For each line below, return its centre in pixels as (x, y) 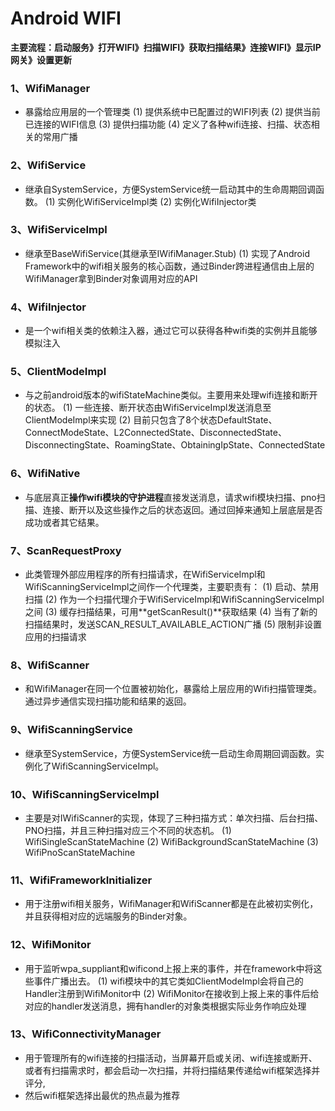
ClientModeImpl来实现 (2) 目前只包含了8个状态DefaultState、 (151, 420)
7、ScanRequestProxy (66, 550)
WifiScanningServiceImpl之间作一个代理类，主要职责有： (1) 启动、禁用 (172, 587)
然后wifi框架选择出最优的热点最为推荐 (102, 1095)
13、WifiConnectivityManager (86, 1034)
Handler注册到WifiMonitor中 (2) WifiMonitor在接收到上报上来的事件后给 (172, 993)
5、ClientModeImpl (58, 372)
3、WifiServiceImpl (59, 230)
